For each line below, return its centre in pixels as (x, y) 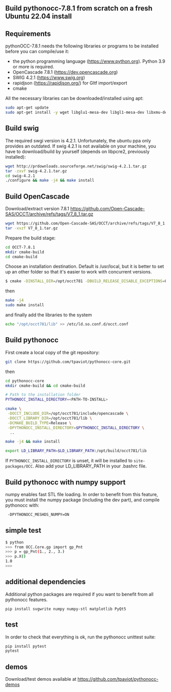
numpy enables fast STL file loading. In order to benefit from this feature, (82, 494)
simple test (23, 530)
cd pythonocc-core (25, 381)
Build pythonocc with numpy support (65, 482)
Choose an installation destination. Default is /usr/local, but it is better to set (85, 266)
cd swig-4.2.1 (20, 176)
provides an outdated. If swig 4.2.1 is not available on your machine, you (81, 146)
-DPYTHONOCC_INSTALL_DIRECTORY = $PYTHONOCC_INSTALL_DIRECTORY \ (76, 428)
